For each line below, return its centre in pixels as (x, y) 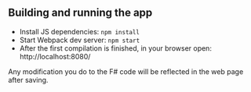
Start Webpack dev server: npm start (80, 40)
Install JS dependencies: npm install (79, 31)
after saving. (28, 80)
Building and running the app (80, 13)
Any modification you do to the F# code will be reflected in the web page (126, 71)
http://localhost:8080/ (55, 56)
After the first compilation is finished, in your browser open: (115, 48)
